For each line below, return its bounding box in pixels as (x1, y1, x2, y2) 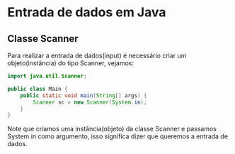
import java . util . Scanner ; (7, 72, 87, 79)
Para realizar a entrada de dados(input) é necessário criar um (7, 51, 187, 60)
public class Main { (7, 85, 69, 92)
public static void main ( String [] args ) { (20, 92, 147, 99)
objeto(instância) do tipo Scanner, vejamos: (7, 59, 134, 67)
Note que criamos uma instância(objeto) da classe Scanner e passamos (7, 125, 217, 133)
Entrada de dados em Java (7, 4, 166, 21)
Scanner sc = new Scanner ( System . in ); (33, 99, 147, 106)
